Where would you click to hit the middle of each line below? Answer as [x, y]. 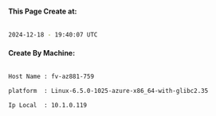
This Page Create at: [43, 11]
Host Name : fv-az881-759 [51, 77]
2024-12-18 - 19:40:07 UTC [53, 35]
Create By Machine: [42, 52]
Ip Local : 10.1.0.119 [48, 106]
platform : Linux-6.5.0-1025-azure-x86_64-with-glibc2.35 [108, 91]
